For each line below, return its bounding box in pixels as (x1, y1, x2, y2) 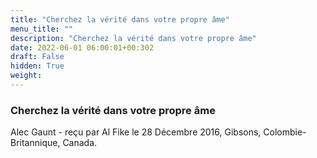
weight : (10, 71, 43, 81)
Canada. (62, 137, 98, 149)
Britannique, (10, 137, 61, 149)
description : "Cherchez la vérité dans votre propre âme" (10, 33, 257, 43)
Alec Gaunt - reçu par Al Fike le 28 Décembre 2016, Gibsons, (10, 126, 262, 138)
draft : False (10, 52, 65, 62)
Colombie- (263, 126, 307, 138)
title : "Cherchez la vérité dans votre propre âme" (10, 14, 230, 25)
